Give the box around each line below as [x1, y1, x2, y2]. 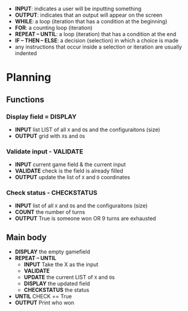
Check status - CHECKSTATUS [6, 189, 98, 197]
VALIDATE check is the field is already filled [14, 167, 124, 174]
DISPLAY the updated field [23, 280, 90, 287]
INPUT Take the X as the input [23, 261, 99, 268]
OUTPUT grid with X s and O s [14, 132, 86, 140]
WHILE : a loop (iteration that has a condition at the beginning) [14, 18, 168, 25]
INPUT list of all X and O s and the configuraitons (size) [14, 202, 148, 209]
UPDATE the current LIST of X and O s [23, 274, 115, 281]
